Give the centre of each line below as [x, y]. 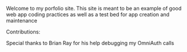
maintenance [22, 21]
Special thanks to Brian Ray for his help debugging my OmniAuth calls [90, 43]
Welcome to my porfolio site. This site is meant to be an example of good [94, 8]
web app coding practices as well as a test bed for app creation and [88, 14]
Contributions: [23, 32]
